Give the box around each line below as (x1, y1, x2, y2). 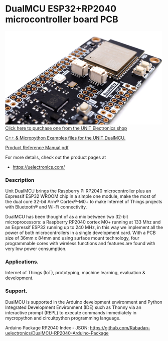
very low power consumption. (5, 246, 67, 252)
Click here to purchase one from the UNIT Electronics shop (5, 125, 127, 131)
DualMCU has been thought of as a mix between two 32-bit (5, 214, 128, 220)
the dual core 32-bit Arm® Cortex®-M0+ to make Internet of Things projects (5, 199, 162, 205)
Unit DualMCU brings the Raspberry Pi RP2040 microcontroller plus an (5, 188, 151, 194)
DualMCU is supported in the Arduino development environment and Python (5, 299, 162, 305)
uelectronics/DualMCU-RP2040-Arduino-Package (5, 330, 109, 336)
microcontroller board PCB (5, 14, 119, 25)
